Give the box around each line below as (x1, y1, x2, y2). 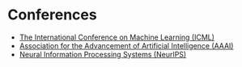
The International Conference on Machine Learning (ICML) (19, 32, 215, 42)
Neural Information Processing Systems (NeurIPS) (19, 49, 187, 59)
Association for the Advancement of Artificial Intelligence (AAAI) (19, 40, 234, 50)
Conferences (7, 6, 98, 24)
